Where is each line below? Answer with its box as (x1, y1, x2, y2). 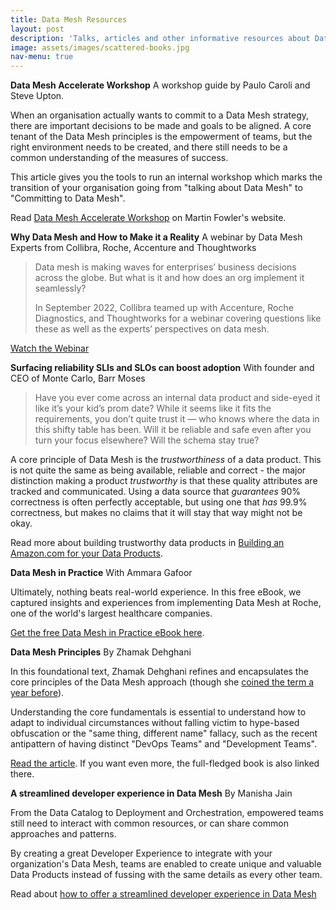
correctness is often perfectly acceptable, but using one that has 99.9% (10, 496, 308, 508)
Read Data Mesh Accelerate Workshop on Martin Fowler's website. (10, 212, 287, 224)
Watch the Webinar (10, 342, 90, 355)
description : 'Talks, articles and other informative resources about (10, 33, 311, 43)
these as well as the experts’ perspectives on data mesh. (34, 323, 270, 335)
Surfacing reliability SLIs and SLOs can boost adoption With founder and (10, 362, 315, 374)
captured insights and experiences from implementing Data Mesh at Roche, (10, 597, 322, 609)
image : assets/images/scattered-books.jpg (10, 42, 190, 53)
